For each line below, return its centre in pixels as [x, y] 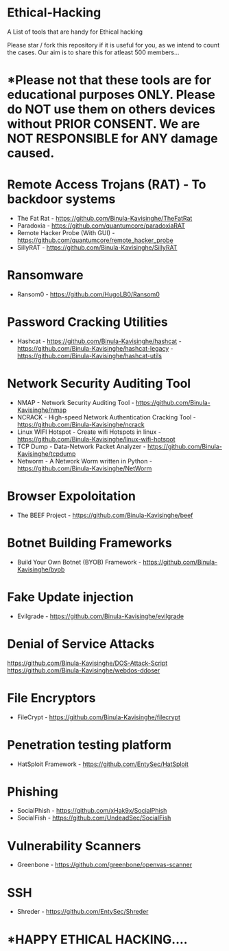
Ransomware [45, 275]
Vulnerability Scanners [74, 845]
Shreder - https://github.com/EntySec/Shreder [83, 912]
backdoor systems [61, 199]
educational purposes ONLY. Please [111, 95]
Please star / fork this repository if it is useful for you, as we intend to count [113, 45]
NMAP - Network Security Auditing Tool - [76, 402]
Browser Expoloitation [71, 496]
